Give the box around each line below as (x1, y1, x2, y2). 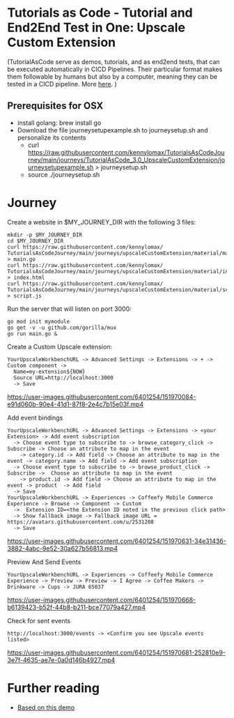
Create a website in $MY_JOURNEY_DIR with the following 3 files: (7, 217, 196, 226)
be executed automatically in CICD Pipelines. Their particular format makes (7, 65, 223, 73)
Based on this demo (17, 703, 75, 712)
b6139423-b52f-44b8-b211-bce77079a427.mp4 (7, 603, 146, 611)
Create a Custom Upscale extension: (7, 342, 113, 351)
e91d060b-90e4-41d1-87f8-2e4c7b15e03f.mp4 (7, 399, 144, 408)
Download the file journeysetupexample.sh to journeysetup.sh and (17, 125, 208, 134)
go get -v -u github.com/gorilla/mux (7, 324, 117, 331)
